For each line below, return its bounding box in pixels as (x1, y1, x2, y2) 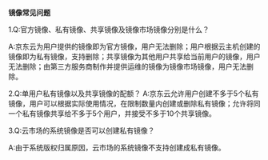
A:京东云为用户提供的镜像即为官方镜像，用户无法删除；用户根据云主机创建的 (8, 42, 261, 51)
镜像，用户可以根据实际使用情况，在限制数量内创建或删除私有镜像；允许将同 (8, 99, 261, 108)
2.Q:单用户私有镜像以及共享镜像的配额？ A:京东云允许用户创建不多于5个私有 (8, 89, 259, 98)
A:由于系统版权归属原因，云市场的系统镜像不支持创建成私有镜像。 (8, 143, 226, 152)
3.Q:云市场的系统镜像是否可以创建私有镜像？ (8, 126, 155, 135)
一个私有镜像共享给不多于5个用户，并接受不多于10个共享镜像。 (8, 109, 216, 118)
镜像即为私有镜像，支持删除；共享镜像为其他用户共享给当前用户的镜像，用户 (8, 52, 261, 61)
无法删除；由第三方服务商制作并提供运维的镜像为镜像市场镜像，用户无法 (8, 62, 246, 71)
